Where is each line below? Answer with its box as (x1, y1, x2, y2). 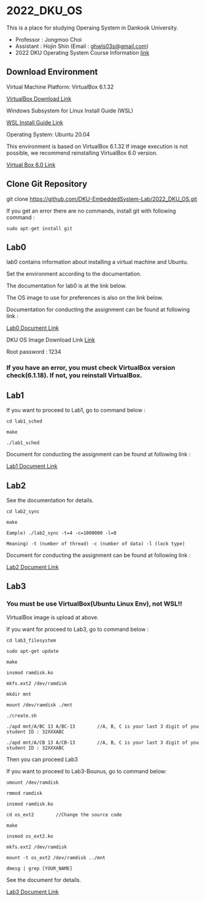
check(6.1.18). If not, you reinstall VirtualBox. (6, 371, 142, 380)
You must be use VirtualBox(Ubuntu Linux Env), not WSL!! (6, 599, 182, 608)
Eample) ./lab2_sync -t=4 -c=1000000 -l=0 (6, 529, 117, 536)
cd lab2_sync (6, 508, 40, 515)
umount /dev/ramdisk (6, 779, 60, 786)
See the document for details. (6, 876, 82, 883)
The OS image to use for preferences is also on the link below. (6, 294, 164, 302)
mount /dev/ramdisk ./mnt (6, 701, 72, 708)
